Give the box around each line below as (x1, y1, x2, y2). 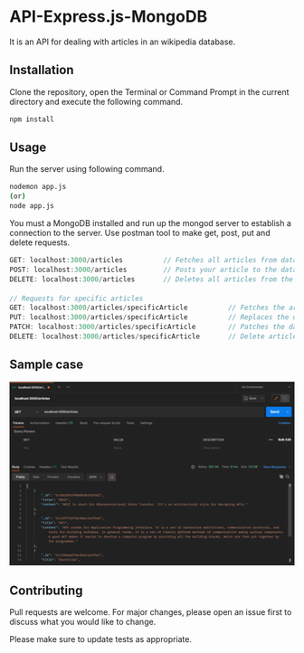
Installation (9, 62, 74, 78)
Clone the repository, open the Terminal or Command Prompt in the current (9, 86, 290, 97)
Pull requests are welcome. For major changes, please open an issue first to (9, 607, 292, 618)
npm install (9, 115, 54, 124)
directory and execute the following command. (9, 96, 184, 107)
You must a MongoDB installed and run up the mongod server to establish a (9, 218, 292, 229)
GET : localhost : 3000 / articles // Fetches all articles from (9, 256, 278, 265)
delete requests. (9, 237, 71, 248)
